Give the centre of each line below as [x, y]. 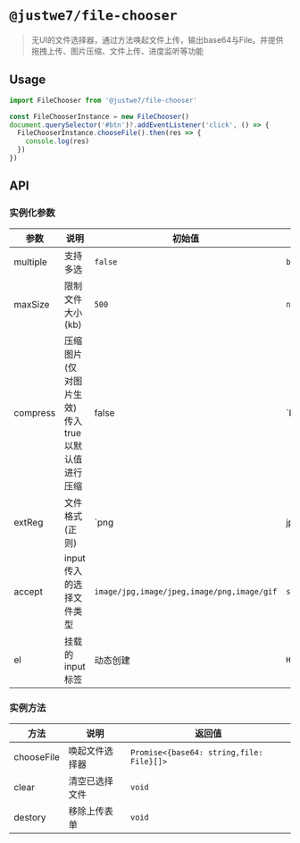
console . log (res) [58, 141]
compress [35, 412]
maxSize [32, 304]
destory [30, 817]
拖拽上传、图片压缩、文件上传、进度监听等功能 [117, 51]
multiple [30, 262]
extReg [29, 522]
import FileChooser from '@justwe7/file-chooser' [104, 100]
